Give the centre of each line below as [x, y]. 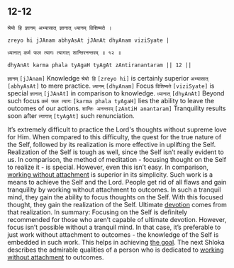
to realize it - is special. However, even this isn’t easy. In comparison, [108, 167]
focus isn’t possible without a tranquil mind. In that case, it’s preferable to [114, 227]
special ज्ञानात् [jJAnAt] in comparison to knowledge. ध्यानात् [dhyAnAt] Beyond [116, 93]
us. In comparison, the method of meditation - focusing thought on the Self [117, 159]
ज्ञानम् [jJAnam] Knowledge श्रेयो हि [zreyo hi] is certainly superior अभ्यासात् [108, 78]
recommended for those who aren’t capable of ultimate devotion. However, [117, 219]
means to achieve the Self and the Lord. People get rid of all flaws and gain [117, 182]
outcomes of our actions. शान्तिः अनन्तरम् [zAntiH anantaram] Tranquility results [117, 108]
